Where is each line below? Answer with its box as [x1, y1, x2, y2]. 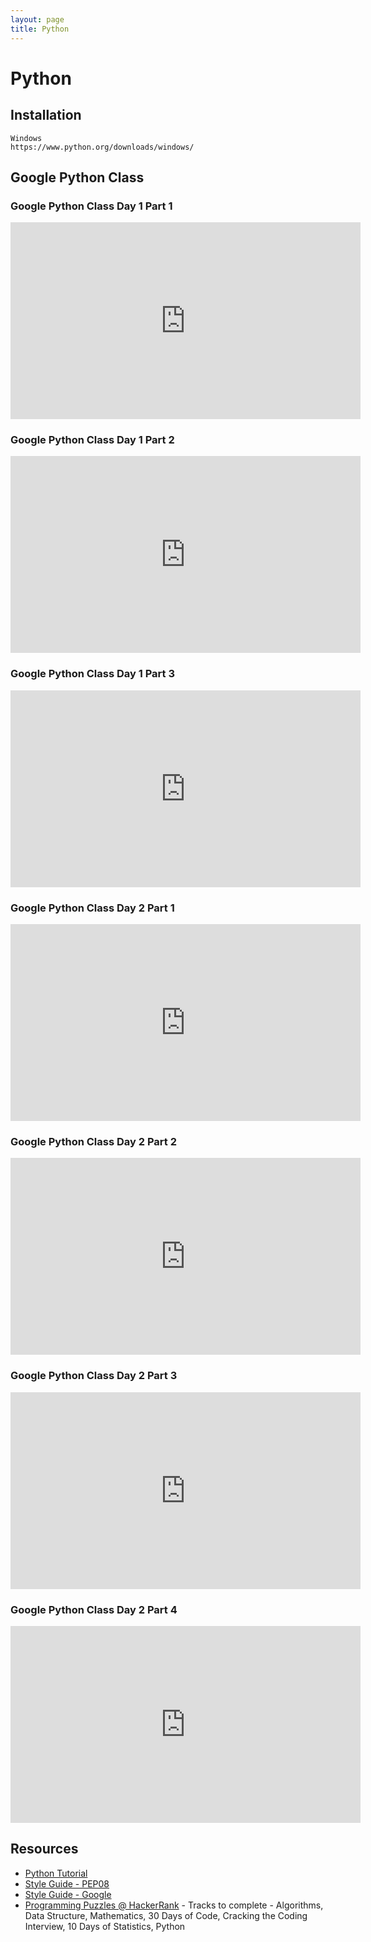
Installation [10, 107, 82, 124]
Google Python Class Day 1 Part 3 [10, 667, 175, 681]
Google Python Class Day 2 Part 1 [10, 901, 175, 915]
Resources [10, 1841, 79, 1858]
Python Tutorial [24, 1867, 88, 1879]
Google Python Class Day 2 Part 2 [10, 1135, 177, 1148]
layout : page [10, 14, 65, 25]
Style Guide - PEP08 [24, 1877, 110, 1890]
